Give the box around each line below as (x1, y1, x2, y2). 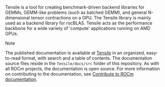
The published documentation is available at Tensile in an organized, (5, 50, 146, 56)
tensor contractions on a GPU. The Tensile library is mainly (31, 15, 151, 20)
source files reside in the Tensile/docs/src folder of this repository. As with (5, 61, 160, 66)
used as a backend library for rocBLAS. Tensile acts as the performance (5, 20, 153, 26)
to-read (5, 55, 21, 61)
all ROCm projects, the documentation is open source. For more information (5, 66, 160, 72)
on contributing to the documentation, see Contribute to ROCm (5, 71, 134, 77)
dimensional (5, 15, 30, 20)
